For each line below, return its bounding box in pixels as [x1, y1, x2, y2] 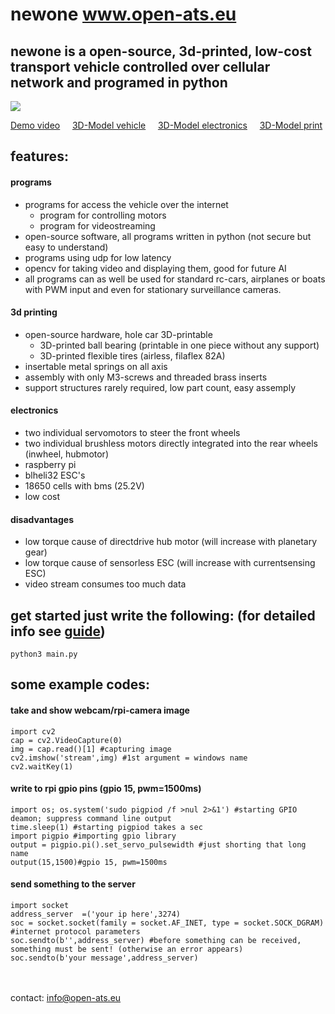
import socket [10, 901, 70, 911]
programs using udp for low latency [24, 251, 172, 263]
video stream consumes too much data [24, 578, 187, 590]
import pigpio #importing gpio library [10, 831, 177, 841]
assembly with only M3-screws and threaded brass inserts [24, 371, 268, 383]
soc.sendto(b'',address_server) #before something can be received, [10, 936, 302, 946]
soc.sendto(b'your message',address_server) [10, 953, 199, 963]
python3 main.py [10, 649, 78, 660]
